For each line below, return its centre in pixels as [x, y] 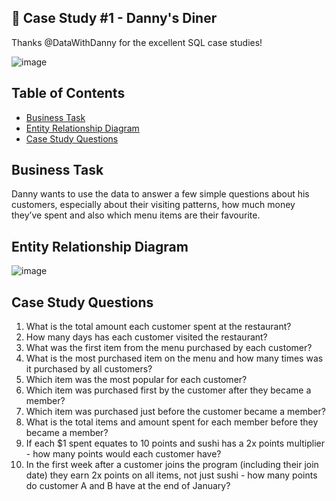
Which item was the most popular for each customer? [136, 380]
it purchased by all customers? [89, 369]
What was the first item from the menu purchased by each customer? [169, 348]
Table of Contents [68, 93]
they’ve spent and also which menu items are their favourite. [136, 215]
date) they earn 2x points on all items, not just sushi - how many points [171, 475]
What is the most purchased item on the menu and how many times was [174, 358]
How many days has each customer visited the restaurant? [146, 337]
